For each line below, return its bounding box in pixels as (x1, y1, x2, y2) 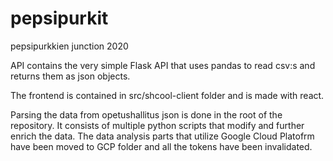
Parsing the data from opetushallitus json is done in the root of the (10, 108, 283, 121)
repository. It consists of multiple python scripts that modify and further (10, 119, 305, 131)
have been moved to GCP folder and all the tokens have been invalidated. (10, 140, 313, 152)
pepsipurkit (10, 7, 109, 30)
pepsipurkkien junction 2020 (10, 40, 129, 52)
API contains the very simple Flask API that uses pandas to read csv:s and (10, 59, 316, 71)
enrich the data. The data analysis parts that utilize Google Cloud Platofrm (10, 130, 315, 142)
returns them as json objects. (10, 70, 131, 82)
